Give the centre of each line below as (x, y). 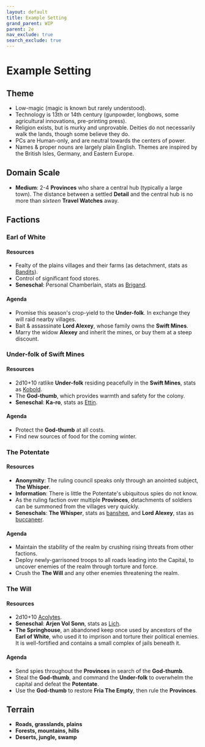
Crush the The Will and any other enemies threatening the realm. (97, 573)
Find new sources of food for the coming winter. (76, 436)
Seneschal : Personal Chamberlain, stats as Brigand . (81, 285)
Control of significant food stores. (58, 279)
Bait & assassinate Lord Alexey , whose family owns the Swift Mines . (102, 326)
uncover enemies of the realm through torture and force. (86, 566)
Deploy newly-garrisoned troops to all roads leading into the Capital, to (104, 560)
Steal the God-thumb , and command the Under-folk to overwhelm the (104, 677)
